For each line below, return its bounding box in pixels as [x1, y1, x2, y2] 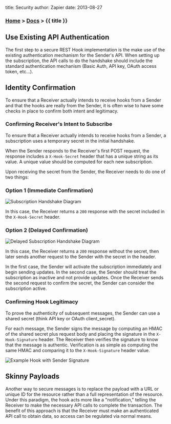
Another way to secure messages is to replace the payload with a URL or [5, 386, 159, 392]
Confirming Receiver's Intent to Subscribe [5, 121, 113, 128]
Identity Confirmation [5, 83, 76, 92]
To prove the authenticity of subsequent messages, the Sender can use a [5, 310, 160, 316]
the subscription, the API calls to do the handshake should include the [5, 57, 153, 64]
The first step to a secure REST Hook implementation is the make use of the [5, 46, 165, 53]
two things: [5, 174, 29, 180]
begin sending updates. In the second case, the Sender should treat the [5, 269, 157, 275]
